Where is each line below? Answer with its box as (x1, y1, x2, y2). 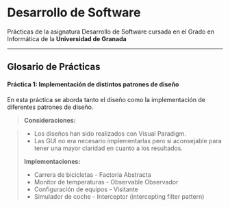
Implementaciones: (23, 157, 81, 165)
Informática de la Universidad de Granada (7, 34, 127, 42)
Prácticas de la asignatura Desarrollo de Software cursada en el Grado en (7, 27, 215, 36)
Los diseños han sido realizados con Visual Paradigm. (34, 129, 186, 138)
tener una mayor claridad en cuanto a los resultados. (34, 144, 183, 152)
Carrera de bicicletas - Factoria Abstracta (34, 170, 152, 179)
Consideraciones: (23, 116, 77, 124)
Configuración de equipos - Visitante (34, 185, 139, 193)
